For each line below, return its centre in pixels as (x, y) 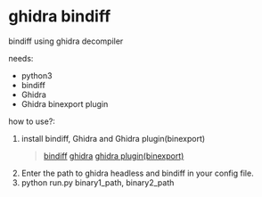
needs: (21, 58)
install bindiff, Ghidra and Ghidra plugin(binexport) (113, 138)
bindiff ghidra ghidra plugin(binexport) (114, 156)
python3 (37, 75)
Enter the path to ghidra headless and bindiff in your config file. (138, 173)
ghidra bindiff (60, 16)
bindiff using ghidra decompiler (66, 41)
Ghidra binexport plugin (65, 103)
